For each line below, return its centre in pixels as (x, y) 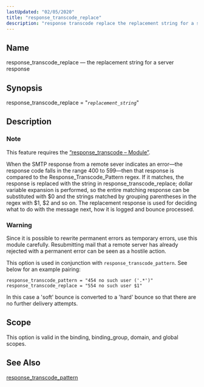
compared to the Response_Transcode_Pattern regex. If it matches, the (95, 177)
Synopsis (24, 88)
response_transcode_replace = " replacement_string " (73, 103)
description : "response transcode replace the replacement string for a (100, 23)
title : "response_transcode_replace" (54, 18)
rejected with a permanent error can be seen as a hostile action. (87, 251)
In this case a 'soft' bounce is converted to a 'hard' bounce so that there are (101, 297)
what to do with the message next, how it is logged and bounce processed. (100, 209)
